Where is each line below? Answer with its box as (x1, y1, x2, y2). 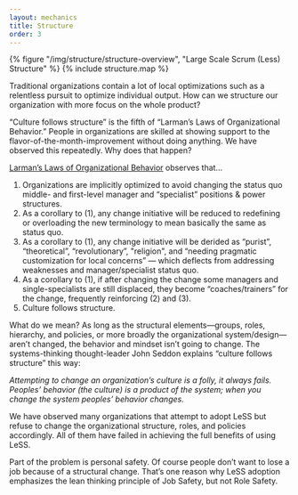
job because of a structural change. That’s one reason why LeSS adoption (9, 467, 281, 477)
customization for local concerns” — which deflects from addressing (21, 256, 275, 266)
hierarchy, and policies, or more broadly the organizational (9, 329, 223, 340)
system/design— (224, 329, 287, 340)
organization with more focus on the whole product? (9, 100, 201, 110)
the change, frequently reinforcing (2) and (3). (21, 293, 191, 304)
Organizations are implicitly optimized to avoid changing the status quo (21, 180, 283, 191)
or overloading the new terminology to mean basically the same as (21, 217, 267, 228)
